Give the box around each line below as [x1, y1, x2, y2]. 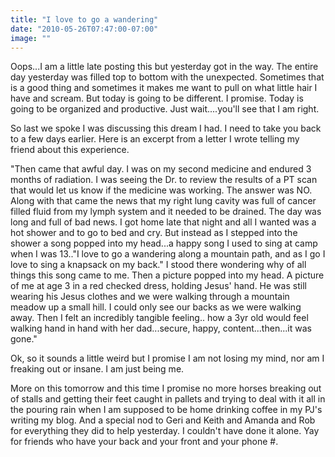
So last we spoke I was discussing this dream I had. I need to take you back [10, 122, 322, 135]
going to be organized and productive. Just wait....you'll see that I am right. [10, 103, 320, 115]
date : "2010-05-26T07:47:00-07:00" [10, 24, 159, 34]
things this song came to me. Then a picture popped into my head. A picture [10, 269, 325, 281]
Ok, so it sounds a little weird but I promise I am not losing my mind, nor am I [10, 352, 325, 365]
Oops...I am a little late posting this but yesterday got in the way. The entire [10, 61, 319, 73]
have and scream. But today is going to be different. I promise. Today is [10, 92, 304, 105]
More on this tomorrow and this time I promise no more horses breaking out [10, 382, 322, 395]
